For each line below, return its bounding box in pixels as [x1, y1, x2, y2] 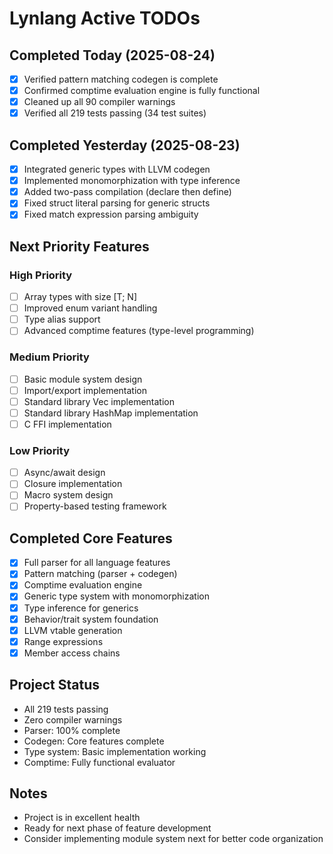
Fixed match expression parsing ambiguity [23, 208, 199, 221]
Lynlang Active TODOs [9, 7, 201, 30]
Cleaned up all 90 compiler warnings [23, 96, 176, 108]
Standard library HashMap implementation [23, 407, 199, 419]
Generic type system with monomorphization [23, 590, 210, 602]
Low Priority [9, 443, 71, 457]
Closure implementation [23, 478, 123, 490]
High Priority [9, 268, 73, 282]
